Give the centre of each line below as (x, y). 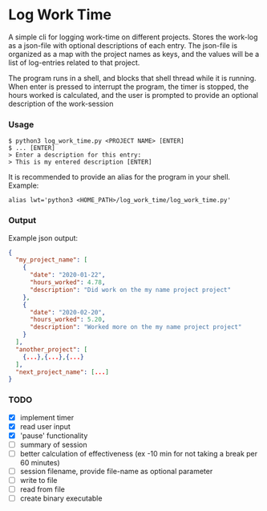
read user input (45, 426)
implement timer (47, 417)
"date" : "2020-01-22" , (67, 275)
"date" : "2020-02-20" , (67, 312)
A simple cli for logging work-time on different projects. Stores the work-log (133, 37)
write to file (38, 480)
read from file (42, 489)
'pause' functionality (54, 436)
